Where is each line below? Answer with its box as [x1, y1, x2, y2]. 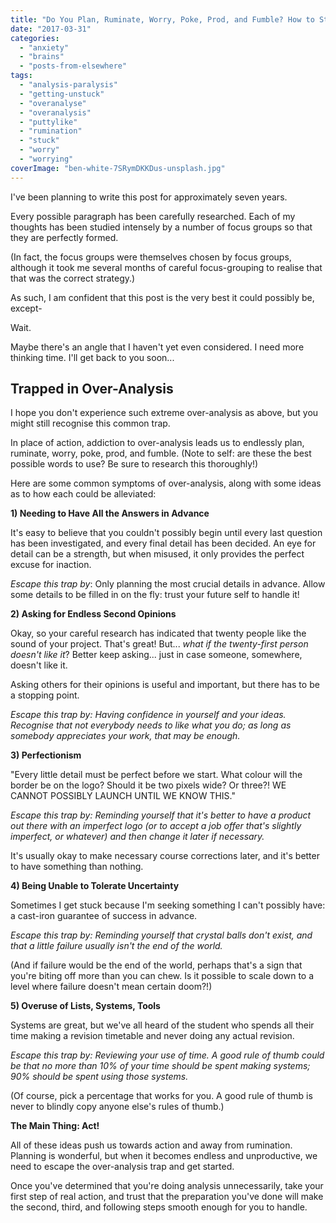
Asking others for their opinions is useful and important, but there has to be [10, 679, 320, 691]
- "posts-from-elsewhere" [19, 61, 128, 71]
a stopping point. [10, 689, 80, 701]
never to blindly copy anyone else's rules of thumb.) [10, 1101, 225, 1113]
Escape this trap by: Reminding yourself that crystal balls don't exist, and [10, 929, 313, 941]
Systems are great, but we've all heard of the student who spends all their [10, 1019, 315, 1031]
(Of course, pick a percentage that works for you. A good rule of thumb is [10, 1090, 313, 1102]
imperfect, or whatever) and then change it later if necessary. [10, 831, 265, 843]
